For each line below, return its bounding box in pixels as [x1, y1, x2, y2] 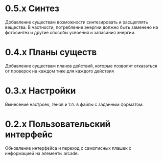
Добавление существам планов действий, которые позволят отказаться [5, 63, 158, 69]
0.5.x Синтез [5, 3, 60, 14]
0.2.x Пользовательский [5, 118, 111, 130]
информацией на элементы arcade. [5, 150, 79, 156]
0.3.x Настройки [5, 85, 76, 96]
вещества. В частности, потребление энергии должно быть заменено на [5, 24, 158, 30]
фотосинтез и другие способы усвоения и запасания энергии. [5, 29, 136, 35]
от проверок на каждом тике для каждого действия [5, 68, 114, 74]
